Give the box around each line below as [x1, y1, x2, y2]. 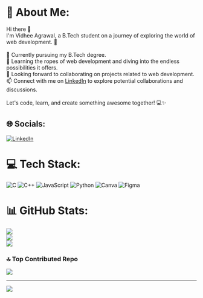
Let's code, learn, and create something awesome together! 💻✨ [6, 99, 167, 106]
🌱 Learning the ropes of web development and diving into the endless [6, 57, 180, 65]
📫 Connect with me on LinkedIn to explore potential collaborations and [6, 77, 183, 84]
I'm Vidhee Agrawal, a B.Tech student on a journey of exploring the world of [6, 31, 195, 39]
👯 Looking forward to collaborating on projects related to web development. [6, 70, 195, 77]
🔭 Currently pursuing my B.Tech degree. [6, 51, 107, 58]
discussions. [6, 86, 37, 93]
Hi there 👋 [6, 25, 31, 33]
